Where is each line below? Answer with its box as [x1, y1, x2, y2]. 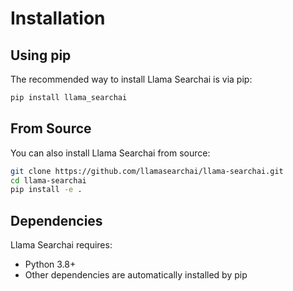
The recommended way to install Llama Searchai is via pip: [10, 73, 253, 85]
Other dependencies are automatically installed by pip [24, 269, 248, 281]
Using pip [10, 47, 72, 64]
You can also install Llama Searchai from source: [10, 147, 211, 159]
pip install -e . [10, 185, 83, 195]
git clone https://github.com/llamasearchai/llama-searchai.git [10, 166, 284, 176]
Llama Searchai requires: [10, 239, 113, 251]
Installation [10, 7, 106, 30]
